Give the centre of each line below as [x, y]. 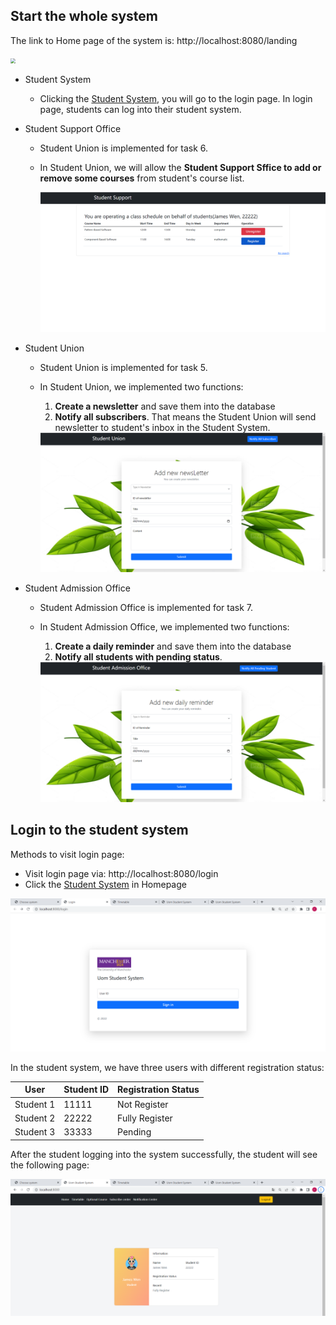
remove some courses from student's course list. [142, 178]
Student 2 [35, 1118]
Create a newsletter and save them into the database [165, 406]
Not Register [143, 1104]
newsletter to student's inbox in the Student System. [162, 427]
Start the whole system [84, 16]
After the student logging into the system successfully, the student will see [164, 1154]
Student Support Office [73, 128]
